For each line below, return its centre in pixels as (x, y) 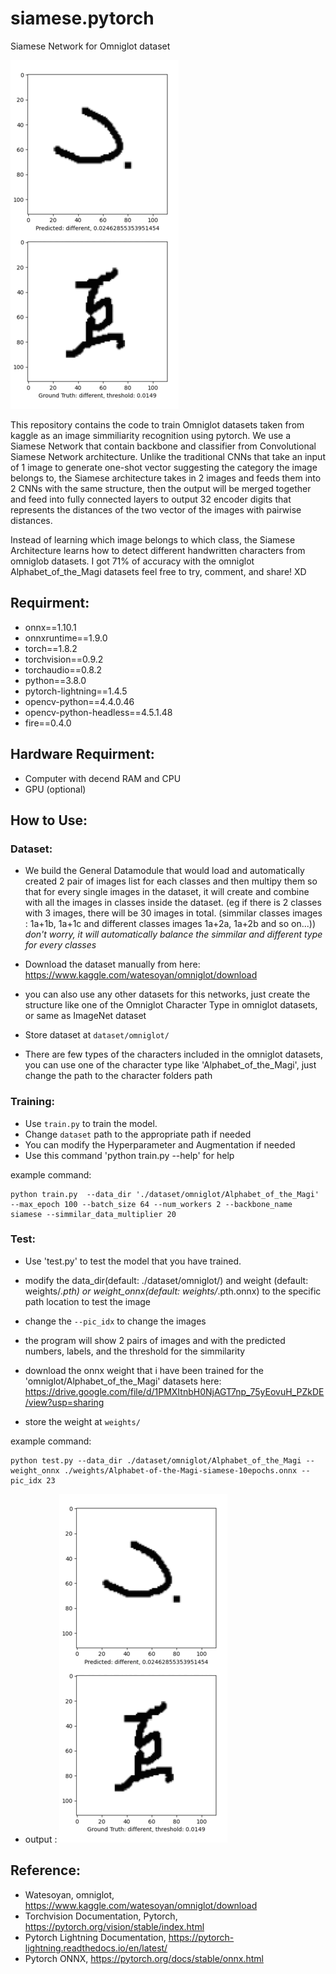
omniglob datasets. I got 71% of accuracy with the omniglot (132, 561)
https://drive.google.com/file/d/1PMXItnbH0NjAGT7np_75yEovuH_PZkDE (174, 1391)
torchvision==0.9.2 (64, 659)
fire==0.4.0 (48, 723)
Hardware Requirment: (82, 754)
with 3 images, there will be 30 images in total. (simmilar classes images (173, 913)
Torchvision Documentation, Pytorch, (101, 1916)
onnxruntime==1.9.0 (66, 638)
